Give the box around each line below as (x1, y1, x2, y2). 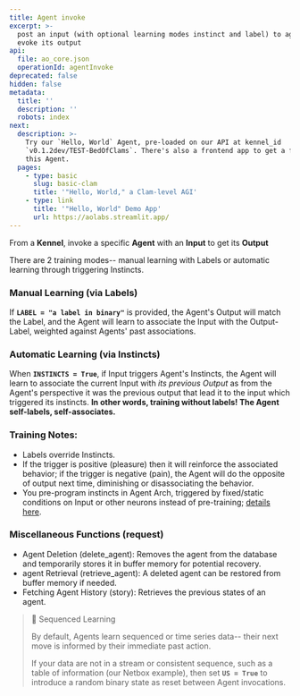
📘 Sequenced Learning (30, 614, 116, 624)
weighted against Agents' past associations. (33, 326, 196, 336)
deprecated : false (9, 72, 78, 81)
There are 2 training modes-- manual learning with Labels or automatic (9, 254, 271, 265)
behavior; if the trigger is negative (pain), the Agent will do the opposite (21, 468, 286, 479)
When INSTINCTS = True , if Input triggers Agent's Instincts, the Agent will (9, 369, 277, 379)
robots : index (17, 113, 70, 122)
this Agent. (25, 154, 70, 164)
